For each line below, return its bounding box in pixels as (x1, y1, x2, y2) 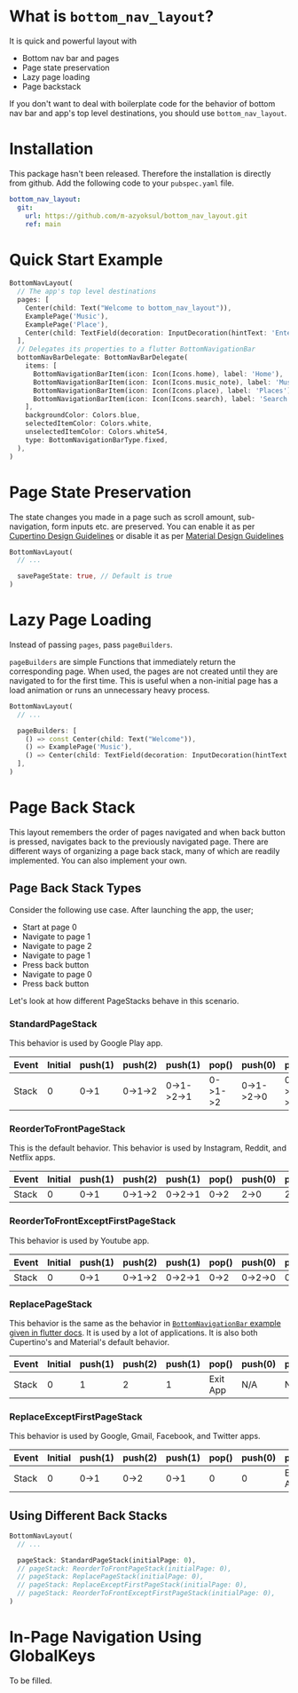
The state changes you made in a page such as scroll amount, (9, 511, 237, 522)
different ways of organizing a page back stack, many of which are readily (9, 845, 280, 856)
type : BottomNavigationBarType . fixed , (25, 435, 169, 445)
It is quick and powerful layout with (9, 36, 137, 46)
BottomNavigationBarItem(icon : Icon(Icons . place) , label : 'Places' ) (32, 386, 292, 395)
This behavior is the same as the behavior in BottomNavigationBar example (9, 1317, 281, 1328)
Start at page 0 (21, 922, 77, 932)
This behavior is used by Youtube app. (9, 1235, 150, 1246)
